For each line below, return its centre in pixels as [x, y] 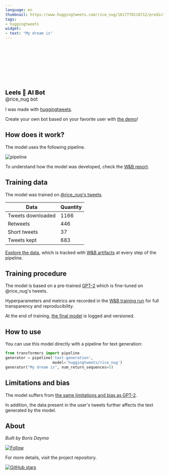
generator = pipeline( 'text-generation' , [49, 358]
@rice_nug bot [21, 99]
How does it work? [35, 135]
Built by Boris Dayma [27, 438]
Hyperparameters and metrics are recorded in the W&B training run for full [82, 301]
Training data [26, 183]
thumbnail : [17, 15]
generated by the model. [31, 410]
